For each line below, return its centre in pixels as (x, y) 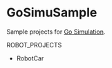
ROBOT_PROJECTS (34, 45)
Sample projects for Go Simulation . (56, 32)
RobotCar (30, 58)
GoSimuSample (52, 13)
